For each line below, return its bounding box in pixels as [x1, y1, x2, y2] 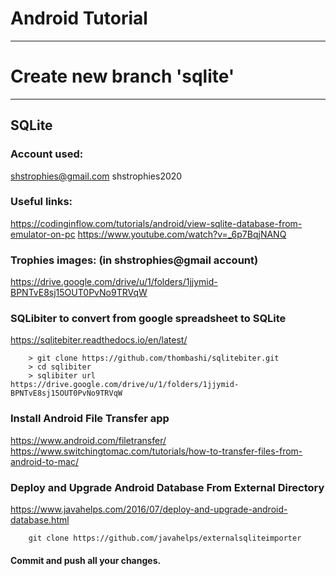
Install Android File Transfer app [10, 412, 170, 426]
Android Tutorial [10, 7, 148, 30]
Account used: [10, 147, 84, 161]
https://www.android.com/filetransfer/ [10, 434, 167, 446]
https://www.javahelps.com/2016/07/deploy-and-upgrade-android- [10, 503, 288, 516]
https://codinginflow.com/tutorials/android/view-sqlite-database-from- [10, 217, 303, 229]
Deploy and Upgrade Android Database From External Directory [10, 480, 325, 494]
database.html [10, 514, 70, 526]
